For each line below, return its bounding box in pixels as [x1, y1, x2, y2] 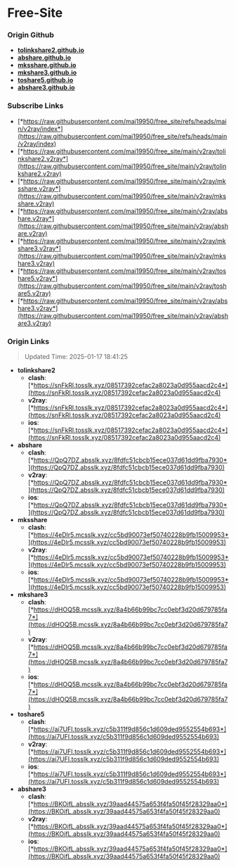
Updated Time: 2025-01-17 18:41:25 [24, 353, 129, 361]
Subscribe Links [7, 101, 64, 110]
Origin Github [7, 30, 55, 40]
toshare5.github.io [17, 76, 74, 84]
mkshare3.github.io [17, 68, 77, 77]
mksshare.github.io [17, 61, 77, 70]
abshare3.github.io [17, 83, 75, 92]
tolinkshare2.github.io [17, 46, 84, 54]
